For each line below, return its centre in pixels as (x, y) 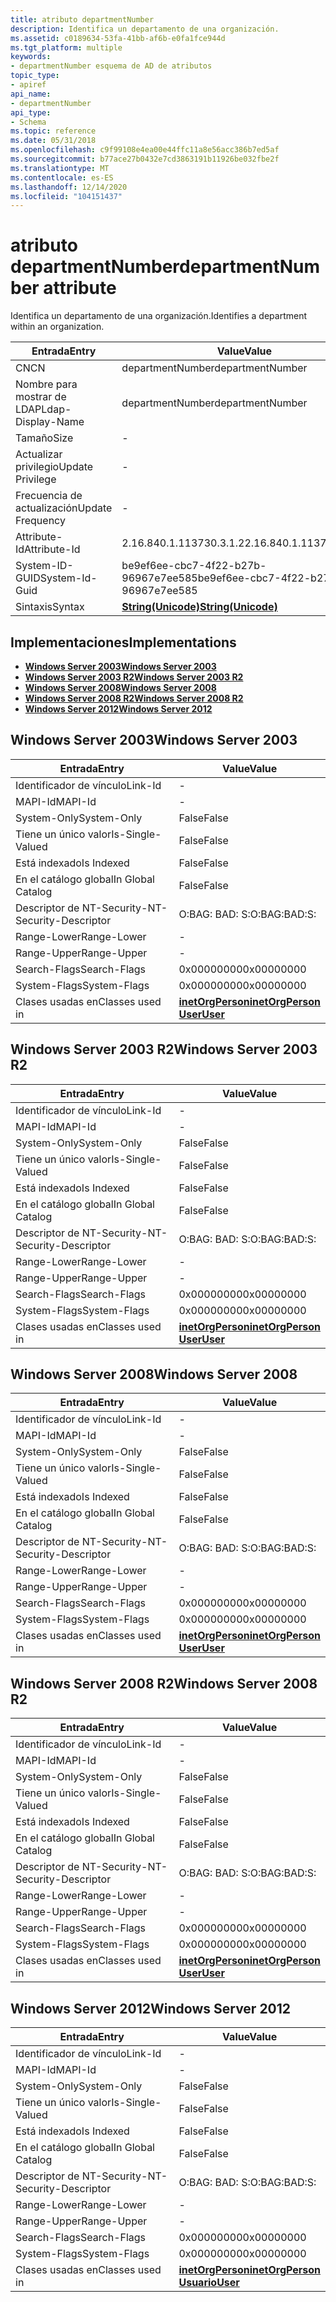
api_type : (31, 112)
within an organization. (57, 327)
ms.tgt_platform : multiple (66, 47)
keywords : (31, 57)
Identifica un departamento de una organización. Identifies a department (158, 316)
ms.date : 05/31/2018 (53, 141)
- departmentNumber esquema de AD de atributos (111, 66)
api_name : (31, 94)
